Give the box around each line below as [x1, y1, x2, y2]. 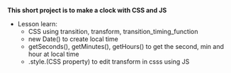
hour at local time [28, 50, 79, 58]
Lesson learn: [17, 20, 58, 28]
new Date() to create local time [28, 35, 118, 43]
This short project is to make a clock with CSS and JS [7, 6, 167, 14]
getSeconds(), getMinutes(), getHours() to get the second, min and [28, 43, 225, 50]
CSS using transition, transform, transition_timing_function [28, 28, 198, 35]
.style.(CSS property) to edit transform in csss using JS [28, 57, 190, 66]
